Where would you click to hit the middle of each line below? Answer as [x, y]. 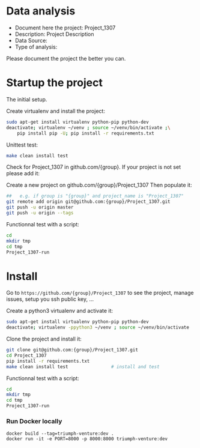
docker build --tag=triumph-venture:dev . [60, 434]
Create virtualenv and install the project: [56, 111]
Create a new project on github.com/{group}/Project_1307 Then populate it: [99, 185]
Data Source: [31, 40]
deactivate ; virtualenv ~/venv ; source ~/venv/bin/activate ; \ [88, 127]
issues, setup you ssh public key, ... [50, 299]
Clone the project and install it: [44, 339]
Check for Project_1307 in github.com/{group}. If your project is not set [94, 167]
